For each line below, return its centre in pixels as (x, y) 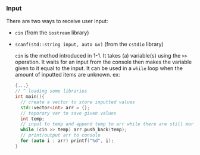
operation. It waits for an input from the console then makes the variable (103, 62)
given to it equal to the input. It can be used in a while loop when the (99, 68)
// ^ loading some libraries (51, 91)
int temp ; (32, 119)
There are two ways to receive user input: (57, 21)
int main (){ (29, 97)
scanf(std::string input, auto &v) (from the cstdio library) (89, 44)
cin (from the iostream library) (52, 33)
